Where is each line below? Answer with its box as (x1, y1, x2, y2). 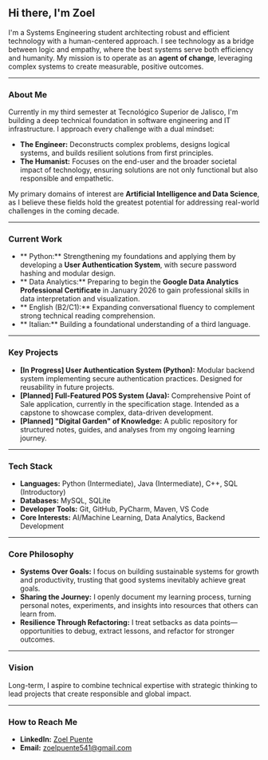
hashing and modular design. (19, 269, 116, 278)
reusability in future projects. (19, 382, 115, 392)
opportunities (19, 627, 65, 636)
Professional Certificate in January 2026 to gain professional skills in (19, 285, 250, 295)
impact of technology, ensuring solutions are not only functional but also (19, 165, 258, 175)
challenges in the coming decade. (8, 206, 120, 216)
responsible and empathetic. (19, 173, 114, 183)
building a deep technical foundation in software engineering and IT (8, 116, 231, 125)
